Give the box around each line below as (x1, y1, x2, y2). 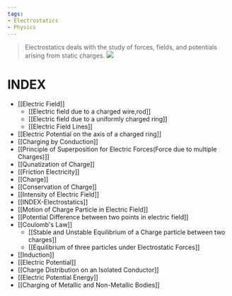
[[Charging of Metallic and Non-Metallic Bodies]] (17, 281, 161, 290)
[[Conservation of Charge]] (17, 182, 97, 192)
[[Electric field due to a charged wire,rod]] (28, 107, 151, 116)
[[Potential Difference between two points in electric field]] (17, 213, 189, 221)
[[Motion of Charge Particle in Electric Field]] (17, 205, 149, 214)
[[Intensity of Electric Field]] (17, 190, 100, 199)
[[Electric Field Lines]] (28, 122, 93, 131)
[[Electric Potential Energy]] (17, 273, 99, 282)
